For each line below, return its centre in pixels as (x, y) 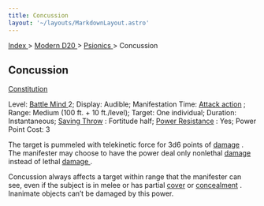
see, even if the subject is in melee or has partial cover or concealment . (125, 185)
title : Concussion (38, 15)
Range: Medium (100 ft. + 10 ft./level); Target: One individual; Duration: (123, 113)
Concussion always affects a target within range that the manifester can (125, 177)
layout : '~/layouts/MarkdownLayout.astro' (79, 23)
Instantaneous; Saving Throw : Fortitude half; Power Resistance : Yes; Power (132, 121)
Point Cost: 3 (29, 129)
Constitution (28, 89)
